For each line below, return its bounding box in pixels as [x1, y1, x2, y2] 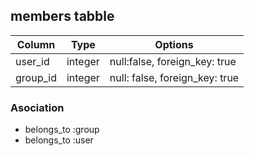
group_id [15, 70, 57, 84]
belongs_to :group [24, 124, 100, 136]
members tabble [10, 8, 115, 25]
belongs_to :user [24, 134, 94, 146]
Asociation [10, 100, 65, 114]
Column [16, 37, 56, 51]
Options [154, 37, 194, 51]
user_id [15, 54, 50, 68]
